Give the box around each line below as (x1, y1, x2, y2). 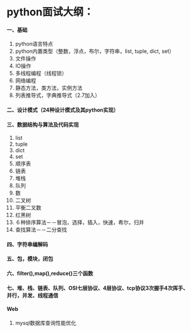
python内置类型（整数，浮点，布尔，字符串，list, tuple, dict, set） (15, 48, 175, 55)
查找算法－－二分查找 (15, 226, 67, 233)
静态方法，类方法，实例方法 (15, 85, 83, 92)
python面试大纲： (6, 5, 94, 19)
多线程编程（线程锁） (15, 70, 67, 77)
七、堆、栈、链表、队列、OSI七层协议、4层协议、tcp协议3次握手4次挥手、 (6, 284, 189, 291)
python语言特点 (15, 41, 53, 48)
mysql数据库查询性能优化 (15, 319, 77, 326)
